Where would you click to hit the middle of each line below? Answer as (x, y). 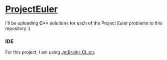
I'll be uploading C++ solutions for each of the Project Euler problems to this (84, 23)
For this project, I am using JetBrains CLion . (50, 52)
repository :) (18, 28)
